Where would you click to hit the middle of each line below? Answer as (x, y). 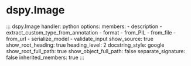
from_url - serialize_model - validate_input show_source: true (80, 39)
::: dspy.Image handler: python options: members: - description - (84, 26)
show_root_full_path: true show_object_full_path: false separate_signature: (96, 51)
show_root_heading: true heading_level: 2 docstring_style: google (86, 45)
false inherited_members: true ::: (45, 57)
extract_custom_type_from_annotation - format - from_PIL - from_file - (91, 32)
